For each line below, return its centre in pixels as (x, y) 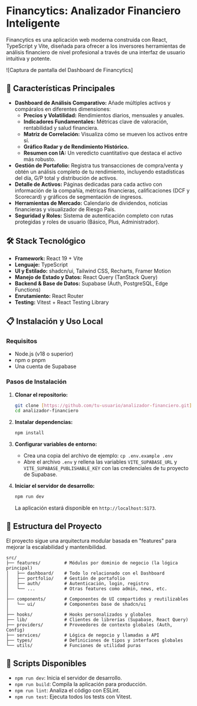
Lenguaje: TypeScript (41, 264)
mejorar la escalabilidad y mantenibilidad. (57, 547)
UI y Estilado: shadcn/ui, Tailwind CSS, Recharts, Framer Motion (93, 271)
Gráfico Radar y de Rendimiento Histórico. (76, 146)
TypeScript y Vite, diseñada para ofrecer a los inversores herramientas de (96, 46)
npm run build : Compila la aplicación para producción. (81, 684)
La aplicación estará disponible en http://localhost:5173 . (85, 508)
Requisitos (22, 341)
